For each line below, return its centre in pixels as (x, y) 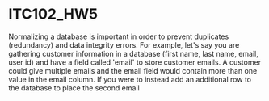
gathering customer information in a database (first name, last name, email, (133, 53)
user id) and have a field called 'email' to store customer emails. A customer (134, 62)
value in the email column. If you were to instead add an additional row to (130, 79)
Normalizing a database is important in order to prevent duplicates (119, 36)
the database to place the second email (74, 88)
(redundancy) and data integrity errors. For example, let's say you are (124, 44)
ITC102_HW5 (53, 14)
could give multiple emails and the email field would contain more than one (133, 70)
